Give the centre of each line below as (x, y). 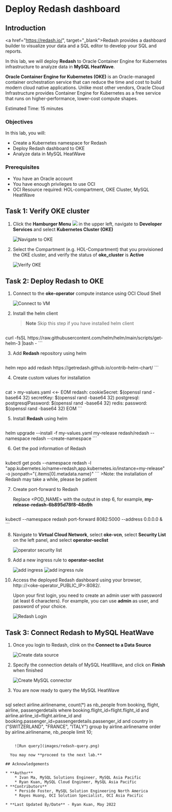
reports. (14, 51)
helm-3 (13, 343)
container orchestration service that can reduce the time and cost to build (83, 82)
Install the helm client (35, 313)
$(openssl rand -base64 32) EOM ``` (44, 409)
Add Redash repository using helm (50, 354)
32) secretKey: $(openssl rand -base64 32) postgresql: (81, 398)
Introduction (26, 28)
